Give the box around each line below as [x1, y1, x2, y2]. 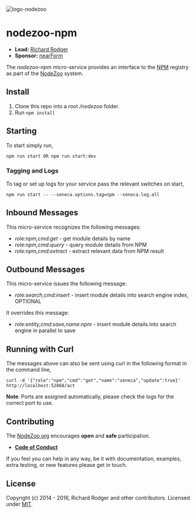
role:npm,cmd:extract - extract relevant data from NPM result [14, 247, 164, 254]
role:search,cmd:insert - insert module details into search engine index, [14, 291, 189, 298]
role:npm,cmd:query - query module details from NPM [14, 241, 147, 248]
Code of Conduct [14, 444, 58, 451]
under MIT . [6, 500, 33, 508]
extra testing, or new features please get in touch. [6, 462, 128, 469]
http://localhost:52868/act [6, 383, 76, 389]
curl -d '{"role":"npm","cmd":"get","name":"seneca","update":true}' [6, 378, 181, 384]
